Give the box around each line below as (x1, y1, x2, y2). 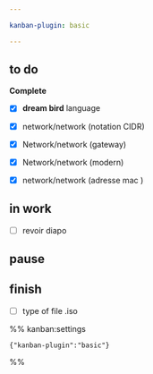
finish (9, 282, 42, 297)
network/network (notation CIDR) (21, 121, 145, 132)
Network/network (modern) (21, 157, 124, 167)
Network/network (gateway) (21, 139, 127, 149)
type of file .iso (21, 305, 78, 316)
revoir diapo (21, 225, 67, 235)
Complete (9, 86, 47, 97)
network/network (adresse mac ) (21, 174, 144, 185)
